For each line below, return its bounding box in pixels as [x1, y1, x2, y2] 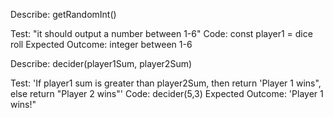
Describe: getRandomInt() [10, 9, 117, 20]
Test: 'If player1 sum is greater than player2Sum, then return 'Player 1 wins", [10, 77, 322, 89]
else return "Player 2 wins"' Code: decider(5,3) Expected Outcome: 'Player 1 [10, 88, 324, 99]
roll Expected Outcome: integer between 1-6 [10, 39, 193, 50]
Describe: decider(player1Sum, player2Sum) [10, 58, 193, 69]
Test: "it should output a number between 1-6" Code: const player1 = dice [10, 28, 313, 39]
